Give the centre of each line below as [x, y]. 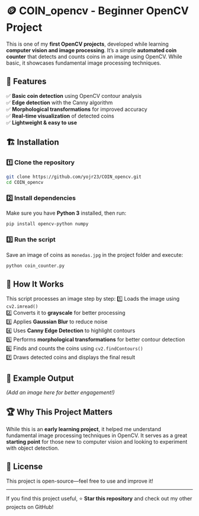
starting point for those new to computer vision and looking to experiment [97, 441]
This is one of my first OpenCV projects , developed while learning [87, 44]
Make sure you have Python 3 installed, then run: [66, 213]
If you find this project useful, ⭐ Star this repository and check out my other [99, 498]
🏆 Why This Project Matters [60, 412]
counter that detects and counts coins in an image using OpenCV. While [94, 56]
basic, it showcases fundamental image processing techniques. [84, 63]
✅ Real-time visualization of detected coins [60, 116]
